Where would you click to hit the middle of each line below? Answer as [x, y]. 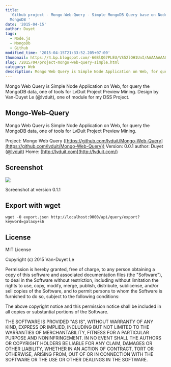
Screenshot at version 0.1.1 [33, 189]
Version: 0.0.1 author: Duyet [135, 146]
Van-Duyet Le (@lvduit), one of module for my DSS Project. [67, 97]
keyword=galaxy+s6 [25, 222]
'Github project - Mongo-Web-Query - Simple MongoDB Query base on [83, 15]
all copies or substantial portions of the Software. [57, 312]
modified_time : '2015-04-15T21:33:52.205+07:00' [58, 53]
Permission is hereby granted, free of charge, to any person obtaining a [80, 270]
